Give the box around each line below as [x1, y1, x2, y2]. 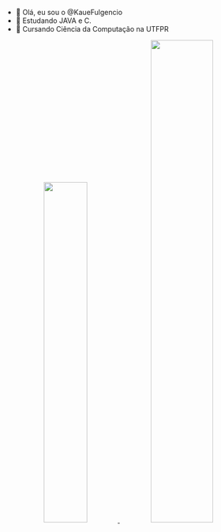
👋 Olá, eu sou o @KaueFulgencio [15, 8, 123, 17]
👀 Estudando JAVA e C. [15, 16, 92, 25]
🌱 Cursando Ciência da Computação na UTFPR [15, 25, 170, 33]
